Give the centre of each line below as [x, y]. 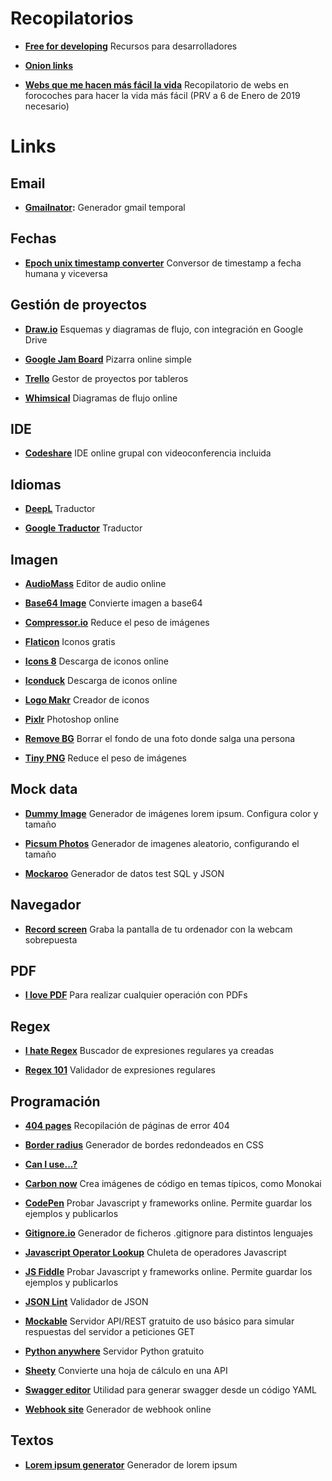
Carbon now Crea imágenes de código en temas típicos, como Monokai [173, 1184]
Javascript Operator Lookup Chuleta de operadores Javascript [155, 1253]
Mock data [44, 789]
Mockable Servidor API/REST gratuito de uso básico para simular [159, 1321]
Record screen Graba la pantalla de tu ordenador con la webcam [158, 929]
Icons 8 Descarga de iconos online [96, 661]
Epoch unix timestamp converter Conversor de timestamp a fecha [163, 263]
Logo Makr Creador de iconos [87, 700]
